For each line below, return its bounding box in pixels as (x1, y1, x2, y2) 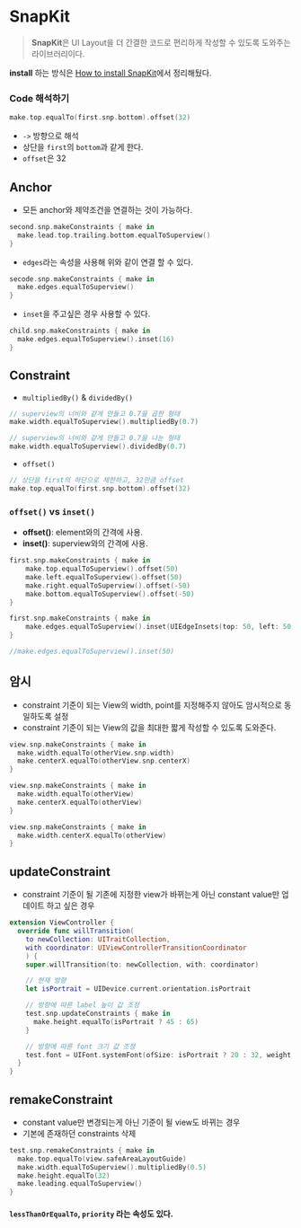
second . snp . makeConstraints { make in (9, 222, 155, 231)
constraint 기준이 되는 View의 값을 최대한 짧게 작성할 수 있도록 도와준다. (22, 721, 277, 733)
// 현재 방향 (25, 976, 67, 985)
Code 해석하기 (9, 92, 70, 104)
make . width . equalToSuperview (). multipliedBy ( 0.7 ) (9, 418, 199, 427)
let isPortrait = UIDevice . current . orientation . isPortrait (25, 985, 252, 994)
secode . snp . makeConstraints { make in (9, 274, 155, 284)
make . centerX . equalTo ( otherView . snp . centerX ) (17, 756, 191, 765)
